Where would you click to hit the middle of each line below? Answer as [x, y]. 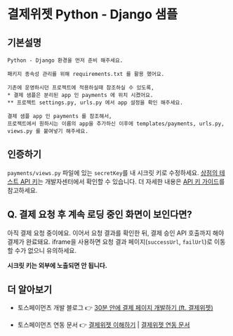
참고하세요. [22, 190]
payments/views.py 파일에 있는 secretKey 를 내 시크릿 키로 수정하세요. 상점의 [113, 172]
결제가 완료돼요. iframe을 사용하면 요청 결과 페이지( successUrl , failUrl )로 [110, 241]
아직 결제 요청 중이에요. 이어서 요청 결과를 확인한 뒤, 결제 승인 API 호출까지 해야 [116, 233]
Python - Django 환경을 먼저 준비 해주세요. [65, 60]
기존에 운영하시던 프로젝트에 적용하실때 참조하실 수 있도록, [81, 88]
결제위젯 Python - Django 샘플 [93, 14]
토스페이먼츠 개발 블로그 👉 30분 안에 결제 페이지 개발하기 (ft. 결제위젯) [115, 308]
